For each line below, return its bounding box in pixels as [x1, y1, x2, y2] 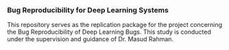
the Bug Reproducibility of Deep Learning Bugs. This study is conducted [7, 28, 211, 36]
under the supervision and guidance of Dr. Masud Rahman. [7, 35, 173, 43]
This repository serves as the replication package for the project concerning [7, 21, 223, 29]
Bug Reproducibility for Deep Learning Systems [7, 5, 169, 15]
